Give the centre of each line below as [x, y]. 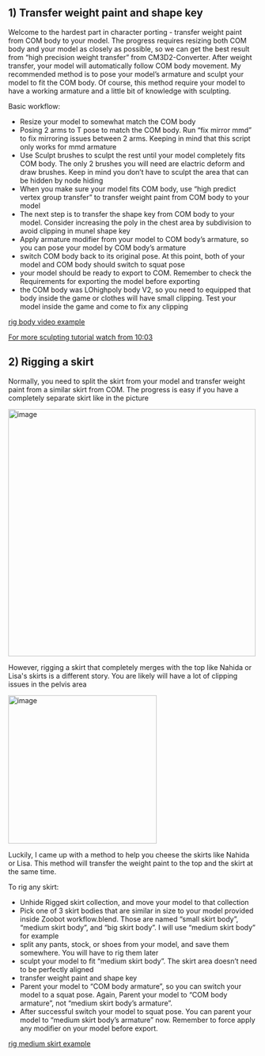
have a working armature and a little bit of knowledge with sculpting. [120, 91]
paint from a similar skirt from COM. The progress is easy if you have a [123, 389]
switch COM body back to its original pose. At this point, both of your [132, 255]
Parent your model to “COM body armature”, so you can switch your [131, 986]
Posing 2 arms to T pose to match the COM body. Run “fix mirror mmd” [135, 130]
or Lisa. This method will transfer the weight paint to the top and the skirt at [131, 863]
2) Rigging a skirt [51, 362]
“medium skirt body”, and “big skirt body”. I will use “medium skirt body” [137, 927]
